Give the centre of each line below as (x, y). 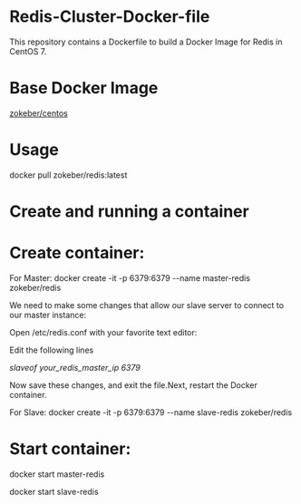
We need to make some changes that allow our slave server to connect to (146, 305)
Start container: (70, 449)
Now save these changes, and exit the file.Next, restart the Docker (134, 385)
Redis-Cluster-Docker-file (110, 17)
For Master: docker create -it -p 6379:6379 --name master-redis (130, 277)
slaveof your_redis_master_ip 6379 (75, 367)
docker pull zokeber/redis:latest (68, 175)
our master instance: (48, 315)
